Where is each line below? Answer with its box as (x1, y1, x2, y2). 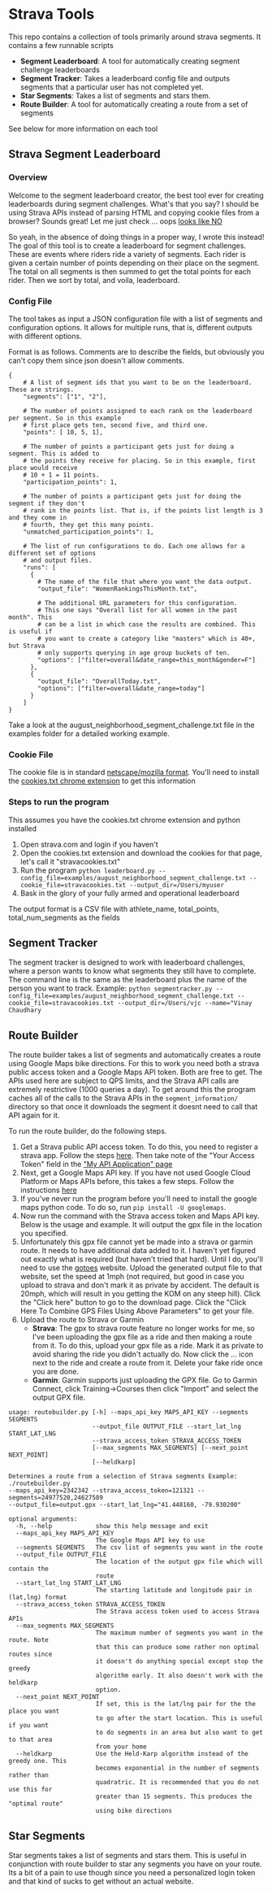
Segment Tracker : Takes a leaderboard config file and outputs (19, 73, 230, 83)
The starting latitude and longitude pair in (95, 1587, 253, 1595)
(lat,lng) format (8, 1593, 67, 1602)
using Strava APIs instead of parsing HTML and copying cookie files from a (8, 207, 260, 217)
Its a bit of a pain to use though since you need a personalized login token (8, 1867, 256, 1877)
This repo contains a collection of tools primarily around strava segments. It (8, 32, 261, 41)
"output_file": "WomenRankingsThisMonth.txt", (37, 585, 198, 593)
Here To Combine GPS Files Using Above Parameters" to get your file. (19, 1306, 254, 1316)
